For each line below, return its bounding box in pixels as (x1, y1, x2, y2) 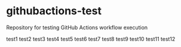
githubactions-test (6, 4, 102, 18)
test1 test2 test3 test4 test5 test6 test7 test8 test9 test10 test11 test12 (6, 35, 176, 42)
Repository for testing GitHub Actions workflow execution (6, 24, 148, 31)
